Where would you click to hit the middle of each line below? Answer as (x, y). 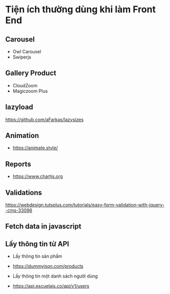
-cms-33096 (19, 210)
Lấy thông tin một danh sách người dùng (55, 276)
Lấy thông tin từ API (37, 244)
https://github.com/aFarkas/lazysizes (44, 120)
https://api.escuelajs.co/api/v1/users (51, 286)
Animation (22, 136)
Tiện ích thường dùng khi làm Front (80, 9)
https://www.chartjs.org (38, 177)
